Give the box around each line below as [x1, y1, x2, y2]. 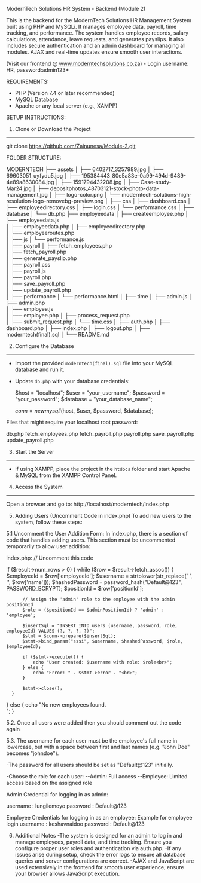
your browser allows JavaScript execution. [14, 870, 120, 877]
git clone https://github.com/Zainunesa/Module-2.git [6, 143, 136, 149]
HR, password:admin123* [6, 66, 69, 74]
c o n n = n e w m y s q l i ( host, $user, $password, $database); [14, 407, 154, 414]
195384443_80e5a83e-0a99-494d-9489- [81, 172, 187, 179]
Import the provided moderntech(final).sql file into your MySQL [14, 360, 173, 366]
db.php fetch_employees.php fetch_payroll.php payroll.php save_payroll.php [6, 430, 195, 437]
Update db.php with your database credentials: [14, 378, 130, 384]
